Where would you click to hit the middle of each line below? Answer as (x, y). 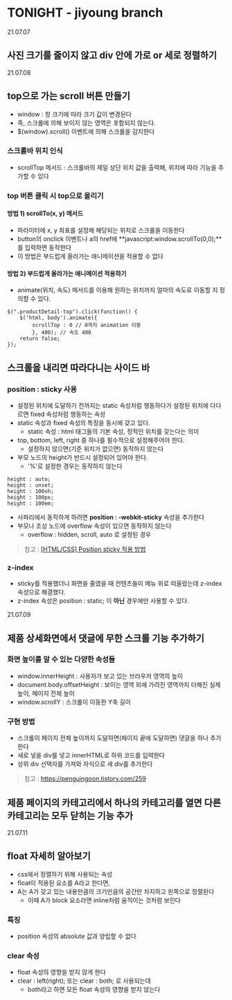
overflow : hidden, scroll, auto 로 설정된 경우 (89, 534)
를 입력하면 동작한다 (44, 247)
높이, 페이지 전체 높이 (46, 693)
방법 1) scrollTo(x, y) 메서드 (45, 213)
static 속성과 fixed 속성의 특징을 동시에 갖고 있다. (83, 422)
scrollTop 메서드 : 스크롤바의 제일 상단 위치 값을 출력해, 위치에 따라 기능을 (117, 167)
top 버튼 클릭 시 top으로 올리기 (55, 195)
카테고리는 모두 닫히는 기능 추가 (70, 815)
